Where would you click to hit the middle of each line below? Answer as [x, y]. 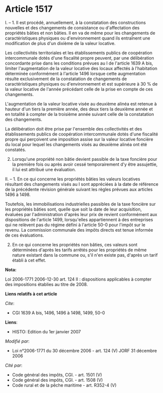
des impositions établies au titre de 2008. [46, 284]
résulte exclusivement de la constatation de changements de [66, 79]
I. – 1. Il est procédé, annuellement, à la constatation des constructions [75, 22]
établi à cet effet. [29, 260]
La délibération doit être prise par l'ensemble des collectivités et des [74, 129]
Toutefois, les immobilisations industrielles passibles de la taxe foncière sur [81, 204]
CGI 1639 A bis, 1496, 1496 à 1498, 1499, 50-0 [59, 313]
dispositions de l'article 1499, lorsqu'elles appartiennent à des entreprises [79, 219]
